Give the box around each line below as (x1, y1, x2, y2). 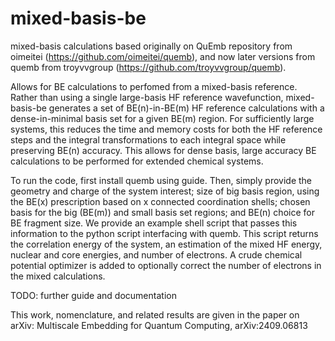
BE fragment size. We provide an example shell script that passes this (10, 217, 298, 229)
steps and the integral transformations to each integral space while (10, 133, 287, 146)
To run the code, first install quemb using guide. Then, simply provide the (10, 174, 313, 186)
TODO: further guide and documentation (10, 289, 177, 301)
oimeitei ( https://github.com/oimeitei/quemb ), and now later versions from (10, 50, 316, 62)
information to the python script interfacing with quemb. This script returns (10, 227, 319, 239)
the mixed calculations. (10, 270, 106, 282)
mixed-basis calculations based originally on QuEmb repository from (10, 40, 293, 52)
